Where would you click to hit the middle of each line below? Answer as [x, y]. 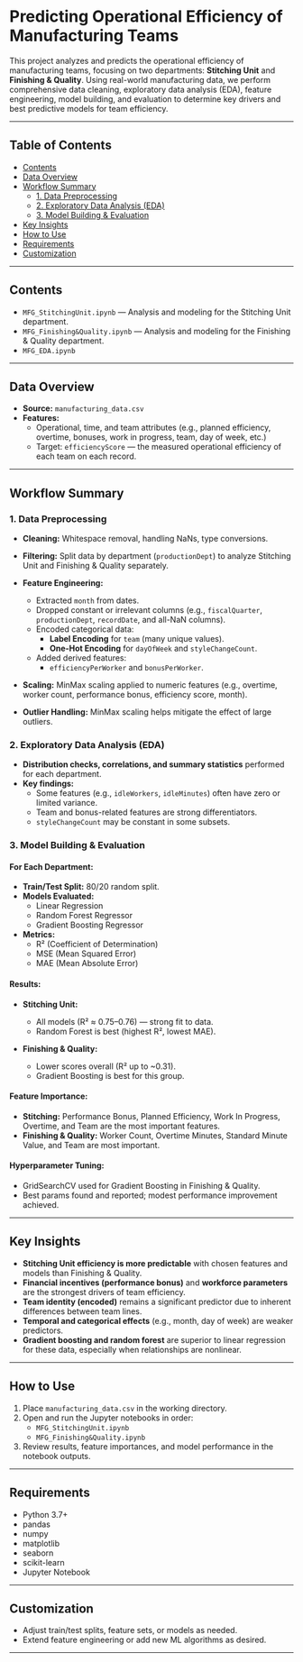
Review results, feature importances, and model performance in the [148, 1446]
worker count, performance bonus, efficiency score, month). [135, 695]
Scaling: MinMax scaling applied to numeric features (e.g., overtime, [150, 685]
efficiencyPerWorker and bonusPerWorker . [127, 668]
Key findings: [48, 784]
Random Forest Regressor [84, 916]
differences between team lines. [82, 1311]
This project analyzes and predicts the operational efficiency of [127, 60]
